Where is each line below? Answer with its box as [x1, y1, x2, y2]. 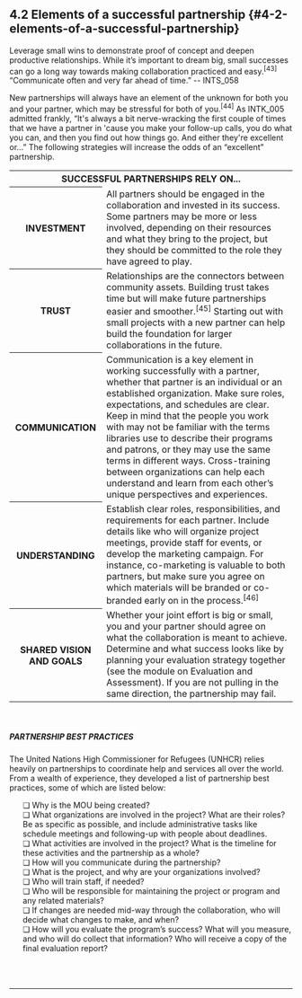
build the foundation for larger [106, 327, 233, 340]
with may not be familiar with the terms [106, 420, 271, 433]
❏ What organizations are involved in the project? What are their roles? [22, 809, 286, 820]
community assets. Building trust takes [106, 280, 270, 293]
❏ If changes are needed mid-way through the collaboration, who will [22, 905, 280, 915]
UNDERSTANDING [16, 549, 96, 561]
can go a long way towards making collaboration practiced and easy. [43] [9, 64, 278, 76]
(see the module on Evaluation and [106, 665, 253, 677]
